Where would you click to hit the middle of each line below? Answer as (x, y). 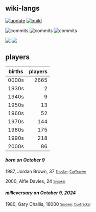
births (16, 71)
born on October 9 (25, 160)
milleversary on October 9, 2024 (41, 193)
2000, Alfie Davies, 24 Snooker (35, 181)
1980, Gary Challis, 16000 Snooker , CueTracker (48, 204)
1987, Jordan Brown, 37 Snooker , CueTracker (46, 171)
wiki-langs (22, 8)
